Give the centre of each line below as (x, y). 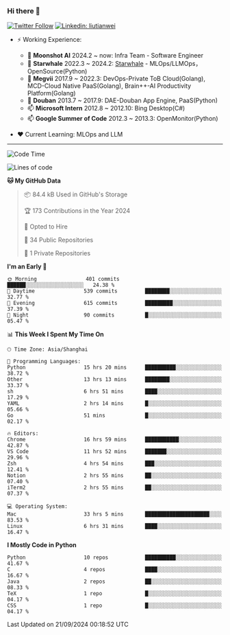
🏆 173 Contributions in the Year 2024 (77, 211)
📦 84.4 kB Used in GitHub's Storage (76, 194)
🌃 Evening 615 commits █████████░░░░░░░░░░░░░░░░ (115, 303)
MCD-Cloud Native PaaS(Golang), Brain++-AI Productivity (109, 86)
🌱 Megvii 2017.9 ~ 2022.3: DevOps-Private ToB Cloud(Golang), (116, 79)
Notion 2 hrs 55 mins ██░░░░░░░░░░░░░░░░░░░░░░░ (115, 476)
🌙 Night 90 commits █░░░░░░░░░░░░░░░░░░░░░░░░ (115, 315)
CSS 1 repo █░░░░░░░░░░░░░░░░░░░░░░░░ (115, 606)
